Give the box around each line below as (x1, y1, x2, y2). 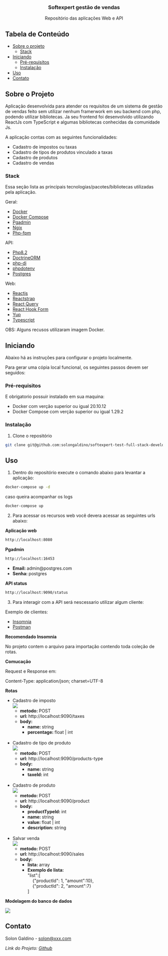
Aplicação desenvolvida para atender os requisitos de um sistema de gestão (5, 103, 162, 109)
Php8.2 (12, 250, 27, 256)
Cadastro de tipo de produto (12, 739, 71, 746)
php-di (12, 260, 26, 266)
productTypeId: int (27, 808, 66, 814)
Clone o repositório (12, 433, 52, 439)
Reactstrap (12, 295, 35, 302)
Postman (12, 624, 31, 630)
